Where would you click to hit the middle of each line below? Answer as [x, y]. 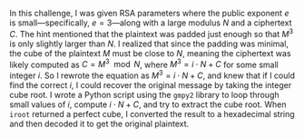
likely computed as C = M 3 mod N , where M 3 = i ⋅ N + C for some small [144, 64]
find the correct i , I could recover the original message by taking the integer [151, 84]
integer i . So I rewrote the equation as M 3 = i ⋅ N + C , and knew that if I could [152, 74]
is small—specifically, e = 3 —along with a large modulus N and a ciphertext [151, 23]
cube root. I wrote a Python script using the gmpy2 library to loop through [144, 94]
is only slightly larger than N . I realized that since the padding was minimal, [149, 44]
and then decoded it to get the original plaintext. [99, 123]
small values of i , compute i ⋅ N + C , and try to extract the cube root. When [148, 104]
